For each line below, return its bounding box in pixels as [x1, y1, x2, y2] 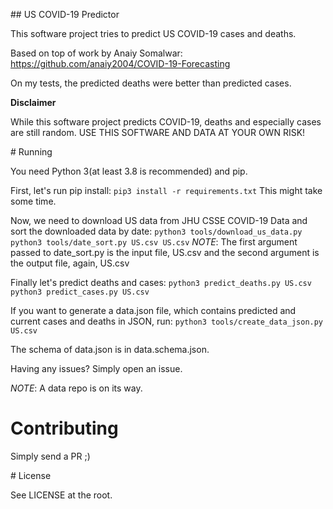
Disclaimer [10, 97, 57, 108]
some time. [10, 195, 57, 207]
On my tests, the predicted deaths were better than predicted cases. [10, 77, 292, 89]
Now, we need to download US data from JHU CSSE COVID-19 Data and [10, 215, 308, 226]
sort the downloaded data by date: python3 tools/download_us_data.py [10, 225, 303, 237]
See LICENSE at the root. [10, 489, 113, 501]
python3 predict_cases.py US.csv [10, 287, 150, 297]
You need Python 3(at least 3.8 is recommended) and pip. [10, 165, 248, 177]
